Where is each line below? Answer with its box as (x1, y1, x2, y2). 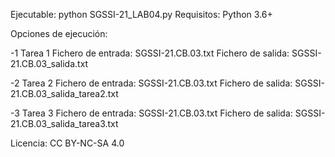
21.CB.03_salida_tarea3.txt (10, 118, 119, 129)
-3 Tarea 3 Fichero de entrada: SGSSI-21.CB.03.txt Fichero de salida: (10, 107, 293, 119)
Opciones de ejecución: (10, 28, 108, 39)
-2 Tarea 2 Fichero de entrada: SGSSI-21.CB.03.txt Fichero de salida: (10, 77, 293, 89)
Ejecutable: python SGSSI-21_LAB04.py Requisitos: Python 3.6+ (10, 9, 273, 20)
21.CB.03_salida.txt (10, 58, 89, 69)
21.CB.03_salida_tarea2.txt (10, 88, 119, 99)
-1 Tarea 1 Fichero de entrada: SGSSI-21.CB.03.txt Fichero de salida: (10, 47, 290, 59)
